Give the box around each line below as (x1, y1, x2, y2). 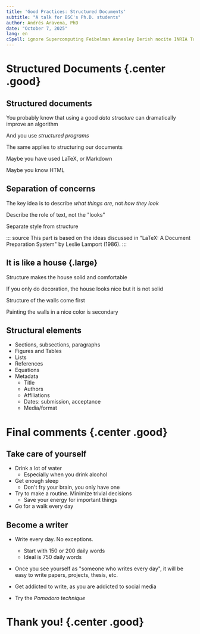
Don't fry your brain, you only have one (23, 483, 120, 491)
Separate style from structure (6, 223, 79, 230)
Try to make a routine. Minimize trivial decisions (14, 490, 132, 497)
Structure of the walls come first (6, 296, 85, 304)
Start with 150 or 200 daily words (23, 547, 105, 554)
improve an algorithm (6, 120, 58, 127)
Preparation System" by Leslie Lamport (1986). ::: (6, 241, 127, 248)
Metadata (14, 373, 39, 380)
